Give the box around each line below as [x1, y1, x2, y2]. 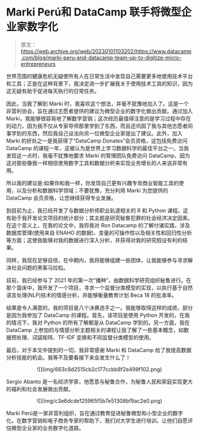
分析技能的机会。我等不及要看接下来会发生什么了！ [6, 354, 131, 361]
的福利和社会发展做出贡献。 [6, 385, 74, 392]
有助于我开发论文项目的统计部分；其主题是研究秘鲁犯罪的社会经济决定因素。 [6, 214, 193, 221]
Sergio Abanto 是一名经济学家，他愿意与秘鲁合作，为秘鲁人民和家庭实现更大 [6, 378, 193, 385]
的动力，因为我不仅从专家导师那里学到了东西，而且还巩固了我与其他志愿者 [6, 122, 188, 129]
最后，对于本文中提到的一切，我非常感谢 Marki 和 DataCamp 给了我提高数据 [6, 346, 192, 353]
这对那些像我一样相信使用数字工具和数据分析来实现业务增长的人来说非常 [6, 159, 182, 166]
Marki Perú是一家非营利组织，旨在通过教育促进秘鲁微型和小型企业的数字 [6, 409, 184, 416]
